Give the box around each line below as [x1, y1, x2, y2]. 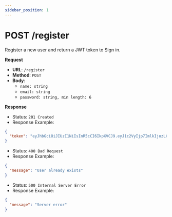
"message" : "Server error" [9, 202, 67, 207]
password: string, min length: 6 [20, 94, 92, 100]
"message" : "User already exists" [9, 168, 83, 173]
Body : [12, 77, 26, 84]
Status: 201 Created [12, 113, 54, 120]
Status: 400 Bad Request [12, 148, 63, 154]
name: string [20, 84, 48, 89]
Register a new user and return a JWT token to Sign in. [5, 47, 121, 53]
